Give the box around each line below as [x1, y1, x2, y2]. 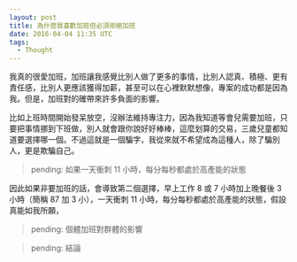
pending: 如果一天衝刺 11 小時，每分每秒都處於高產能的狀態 [30, 165, 247, 175]
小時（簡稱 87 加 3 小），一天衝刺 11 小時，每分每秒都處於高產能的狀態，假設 [9, 194, 287, 204]
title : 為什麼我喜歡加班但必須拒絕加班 [9, 21, 136, 30]
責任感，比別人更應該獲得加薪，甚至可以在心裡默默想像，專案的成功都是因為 [9, 82, 288, 93]
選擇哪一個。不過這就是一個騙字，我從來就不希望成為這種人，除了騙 [24, 135, 272, 145]
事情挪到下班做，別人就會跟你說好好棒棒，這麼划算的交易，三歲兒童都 [24, 123, 280, 134]
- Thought [17, 46, 53, 55]
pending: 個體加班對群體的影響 [30, 224, 143, 235]
